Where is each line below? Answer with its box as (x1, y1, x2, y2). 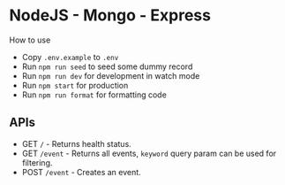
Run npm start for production (21, 80, 129, 90)
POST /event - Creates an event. (21, 166, 141, 177)
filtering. (21, 157, 53, 168)
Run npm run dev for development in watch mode (21, 70, 200, 81)
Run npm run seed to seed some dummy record (21, 61, 193, 72)
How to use (9, 35, 51, 45)
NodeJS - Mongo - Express (9, 5, 212, 26)
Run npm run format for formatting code (21, 89, 168, 100)
